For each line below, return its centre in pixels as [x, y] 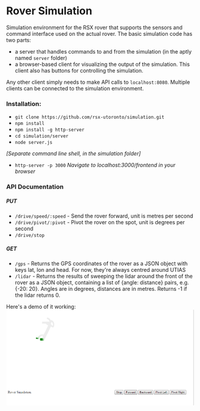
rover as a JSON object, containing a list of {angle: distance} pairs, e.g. [102, 283]
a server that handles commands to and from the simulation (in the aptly [103, 51]
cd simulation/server [41, 136]
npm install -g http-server [49, 130]
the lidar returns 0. [37, 295]
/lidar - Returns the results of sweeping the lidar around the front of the [104, 276]
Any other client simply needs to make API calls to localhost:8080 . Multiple [98, 82]
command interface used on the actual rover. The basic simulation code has [99, 33]
